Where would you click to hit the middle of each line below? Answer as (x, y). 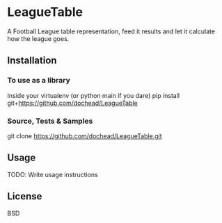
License (25, 196)
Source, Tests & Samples (50, 121)
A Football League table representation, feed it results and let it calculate (111, 31)
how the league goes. (38, 38)
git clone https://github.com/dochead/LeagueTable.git (85, 135)
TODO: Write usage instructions (53, 174)
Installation (32, 61)
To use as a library (39, 81)
